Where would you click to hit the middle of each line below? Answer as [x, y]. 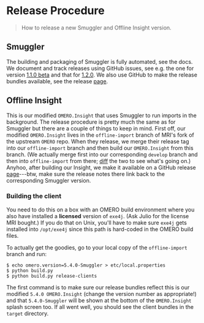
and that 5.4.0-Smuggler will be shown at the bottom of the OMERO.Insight [99, 300]
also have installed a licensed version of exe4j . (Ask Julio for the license [98, 216]
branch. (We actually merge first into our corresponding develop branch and [102, 154]
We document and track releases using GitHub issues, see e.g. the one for [100, 68]
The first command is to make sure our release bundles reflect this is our [98, 287]
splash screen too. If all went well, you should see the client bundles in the [100, 306]
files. [13, 235]
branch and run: [27, 254]
